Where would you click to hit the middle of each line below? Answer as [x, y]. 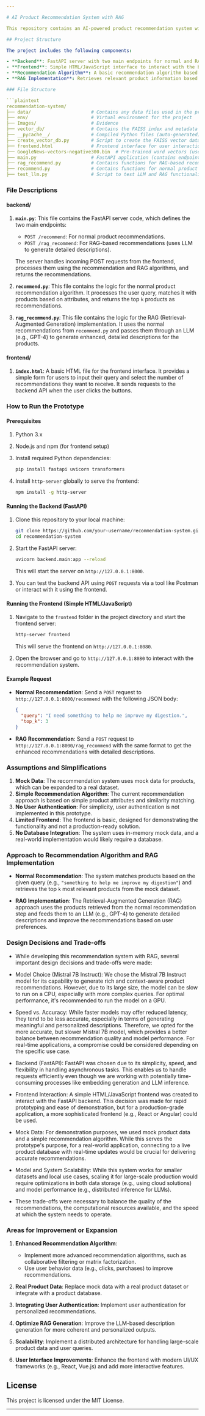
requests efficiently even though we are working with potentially [96, 1076]
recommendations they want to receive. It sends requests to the [95, 384]
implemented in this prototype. [54, 813]
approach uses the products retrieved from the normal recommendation [106, 908]
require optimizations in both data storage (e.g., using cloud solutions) [103, 1183]
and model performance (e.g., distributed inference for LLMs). [93, 1189]
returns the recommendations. [53, 274]
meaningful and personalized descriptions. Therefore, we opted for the [104, 1025]
